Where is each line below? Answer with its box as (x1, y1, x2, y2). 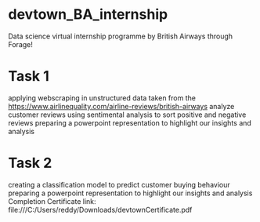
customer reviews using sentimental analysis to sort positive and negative (8, 110, 247, 119)
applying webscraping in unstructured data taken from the (8, 93, 196, 103)
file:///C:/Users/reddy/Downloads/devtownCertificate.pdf (8, 205, 193, 214)
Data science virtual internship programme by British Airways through (8, 31, 233, 41)
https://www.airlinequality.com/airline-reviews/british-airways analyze (8, 101, 235, 111)
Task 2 (8, 155, 52, 172)
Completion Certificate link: (8, 196, 96, 206)
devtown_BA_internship (8, 5, 168, 24)
